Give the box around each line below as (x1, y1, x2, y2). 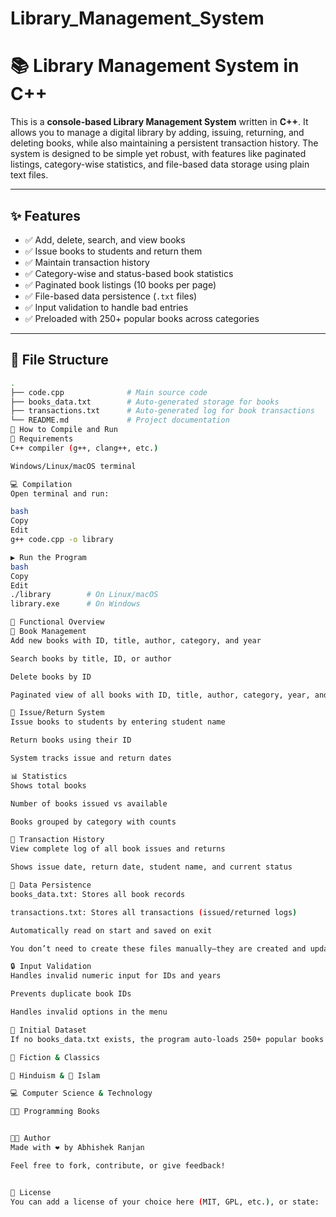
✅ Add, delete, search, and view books (24, 233, 186, 246)
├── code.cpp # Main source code (10, 387, 208, 397)
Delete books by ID (10, 672, 92, 682)
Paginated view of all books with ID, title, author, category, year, (10, 690, 311, 700)
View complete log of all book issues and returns (10, 844, 226, 854)
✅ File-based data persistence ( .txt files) (24, 290, 198, 302)
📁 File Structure (10, 352, 109, 369)
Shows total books (10, 780, 87, 791)
